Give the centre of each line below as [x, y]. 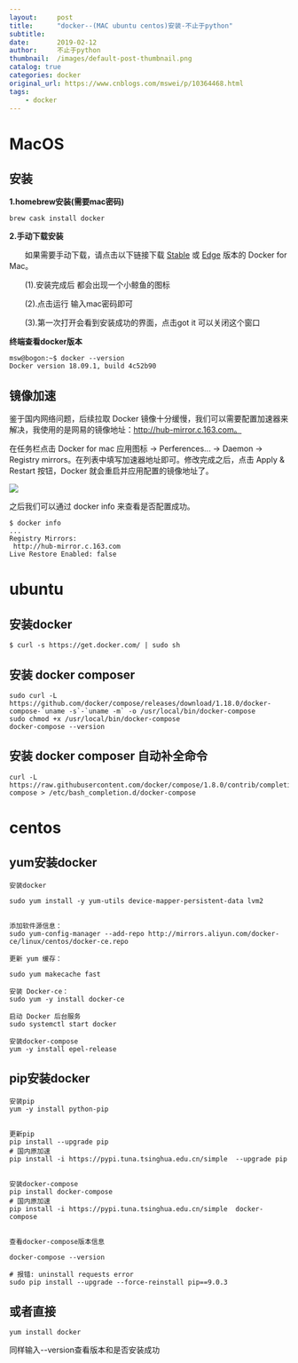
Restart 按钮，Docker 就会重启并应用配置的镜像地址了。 [112, 471]
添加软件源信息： [36, 926]
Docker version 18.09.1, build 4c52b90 [83, 366]
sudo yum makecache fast [55, 974]
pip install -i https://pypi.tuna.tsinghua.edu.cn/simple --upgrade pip [149, 1159]
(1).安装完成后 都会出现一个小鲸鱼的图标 [97, 285]
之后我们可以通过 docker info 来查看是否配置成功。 [102, 506]
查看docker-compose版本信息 [57, 1241]
